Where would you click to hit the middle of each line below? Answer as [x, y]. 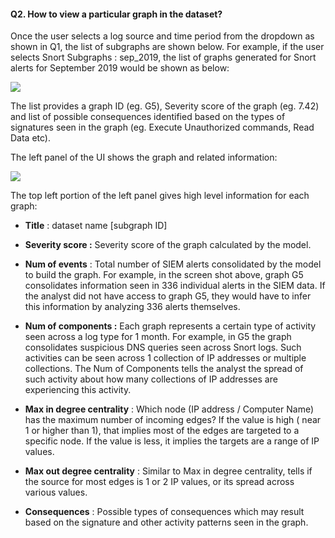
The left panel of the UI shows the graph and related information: [144, 157]
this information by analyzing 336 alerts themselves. [132, 307]
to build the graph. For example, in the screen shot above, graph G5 [164, 275]
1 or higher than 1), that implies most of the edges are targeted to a [162, 431]
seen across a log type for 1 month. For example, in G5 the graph [158, 337]
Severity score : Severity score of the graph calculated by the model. [168, 245]
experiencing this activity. [78, 390]
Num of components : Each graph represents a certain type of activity [170, 326]
